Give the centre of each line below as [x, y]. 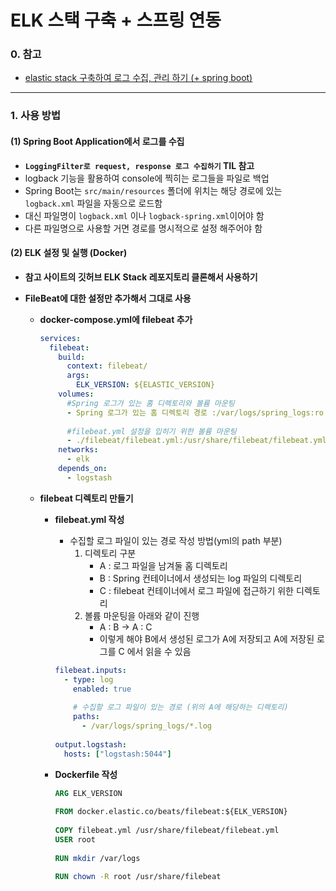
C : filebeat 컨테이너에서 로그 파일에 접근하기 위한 [197, 590]
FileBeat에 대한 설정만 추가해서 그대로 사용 [108, 298]
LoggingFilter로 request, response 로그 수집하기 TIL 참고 [139, 165]
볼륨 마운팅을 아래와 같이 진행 [142, 615]
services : [60, 338]
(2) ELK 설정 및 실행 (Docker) [69, 253]
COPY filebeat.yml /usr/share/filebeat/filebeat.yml [167, 831]
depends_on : [83, 469]
